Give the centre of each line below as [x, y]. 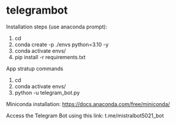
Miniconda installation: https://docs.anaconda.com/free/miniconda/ [88, 104]
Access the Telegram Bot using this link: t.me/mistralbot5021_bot [85, 116]
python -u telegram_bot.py [47, 92]
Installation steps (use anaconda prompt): [57, 27]
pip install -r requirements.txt [50, 57]
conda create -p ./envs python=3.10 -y [62, 44]
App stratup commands [35, 68]
